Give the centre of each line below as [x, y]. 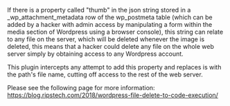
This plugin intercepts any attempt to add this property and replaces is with [114, 67]
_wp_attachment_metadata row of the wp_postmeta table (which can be [110, 17]
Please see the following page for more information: [81, 88]
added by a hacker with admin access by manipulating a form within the [110, 24]
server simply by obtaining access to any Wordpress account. [95, 54]
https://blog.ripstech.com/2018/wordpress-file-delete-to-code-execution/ [113, 95]
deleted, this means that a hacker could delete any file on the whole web [111, 46]
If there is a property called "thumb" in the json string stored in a [99, 10]
